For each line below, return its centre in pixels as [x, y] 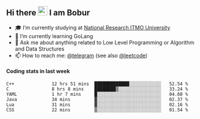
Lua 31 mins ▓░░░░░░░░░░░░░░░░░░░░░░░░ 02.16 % [97, 105]
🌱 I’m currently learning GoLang [54, 36]
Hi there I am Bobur [48, 13]
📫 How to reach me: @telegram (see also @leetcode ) [81, 55]
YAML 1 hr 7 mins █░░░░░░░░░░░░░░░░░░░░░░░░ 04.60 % [97, 95]
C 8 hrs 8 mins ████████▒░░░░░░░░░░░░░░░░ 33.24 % [97, 89]
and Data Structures [39, 49]
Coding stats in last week [38, 71]
